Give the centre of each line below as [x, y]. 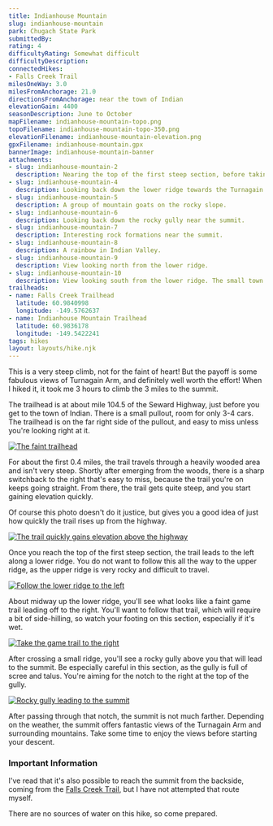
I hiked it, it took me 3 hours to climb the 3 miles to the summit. [113, 389]
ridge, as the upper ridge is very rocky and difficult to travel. [109, 570]
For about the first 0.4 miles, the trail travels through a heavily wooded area [134, 462]
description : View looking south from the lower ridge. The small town [140, 280]
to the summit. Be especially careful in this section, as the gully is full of [128, 667]
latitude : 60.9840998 [52, 303]
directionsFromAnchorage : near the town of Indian [96, 99]
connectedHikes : [36, 69]
